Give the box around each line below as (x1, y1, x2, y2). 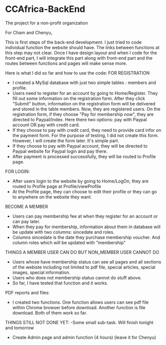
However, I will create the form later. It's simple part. (12, 138, 119, 144)
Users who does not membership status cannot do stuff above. (12, 274, 142, 280)
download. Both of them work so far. (12, 310, 87, 316)
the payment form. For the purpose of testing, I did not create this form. (12, 132, 159, 138)
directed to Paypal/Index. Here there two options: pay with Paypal (12, 116, 147, 122)
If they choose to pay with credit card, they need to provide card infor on (12, 127, 162, 133)
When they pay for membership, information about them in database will (12, 224, 161, 230)
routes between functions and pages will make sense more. (5, 60, 128, 66)
